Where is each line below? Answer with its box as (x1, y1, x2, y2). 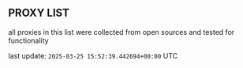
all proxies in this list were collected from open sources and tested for (8, 27, 235, 36)
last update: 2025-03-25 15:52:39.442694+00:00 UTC (8, 51, 178, 60)
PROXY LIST (8, 6, 69, 20)
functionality (8, 36, 49, 45)
